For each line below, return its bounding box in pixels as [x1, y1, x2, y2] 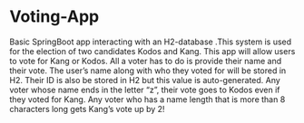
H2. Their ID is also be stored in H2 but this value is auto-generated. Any [9, 74, 281, 85]
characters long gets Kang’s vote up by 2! [9, 103, 165, 114]
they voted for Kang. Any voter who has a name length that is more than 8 [9, 93, 286, 105]
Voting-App [9, 6, 100, 27]
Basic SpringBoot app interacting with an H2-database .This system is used [9, 36, 292, 47]
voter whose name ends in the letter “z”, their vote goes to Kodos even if [9, 84, 280, 95]
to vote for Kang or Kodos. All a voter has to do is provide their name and [9, 55, 282, 66]
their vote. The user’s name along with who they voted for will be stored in [9, 65, 287, 76]
